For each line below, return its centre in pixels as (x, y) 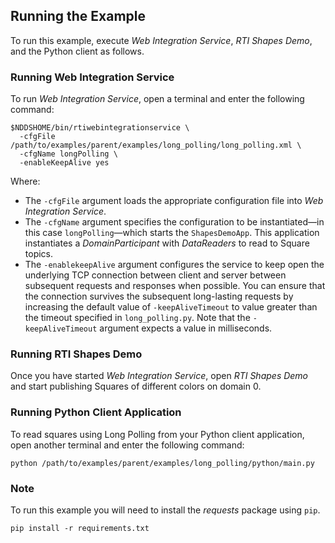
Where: (25, 181)
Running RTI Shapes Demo (76, 354)
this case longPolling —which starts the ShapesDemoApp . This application (172, 233)
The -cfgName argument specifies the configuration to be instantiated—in (174, 222)
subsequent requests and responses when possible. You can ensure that (175, 286)
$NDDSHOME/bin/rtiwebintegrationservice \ (100, 128)
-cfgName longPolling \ (68, 154)
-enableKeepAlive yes (64, 163)
